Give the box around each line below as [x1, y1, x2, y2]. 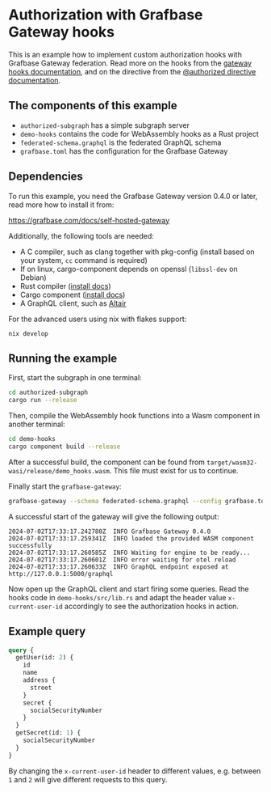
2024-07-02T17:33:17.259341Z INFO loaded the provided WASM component [8, 534, 254, 543]
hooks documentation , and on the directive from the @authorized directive [8, 66, 256, 76]
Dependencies [8, 170, 83, 184]
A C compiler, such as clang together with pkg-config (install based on [19, 247, 256, 256]
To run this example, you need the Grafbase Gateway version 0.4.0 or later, [8, 191, 258, 201]
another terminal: [8, 419, 66, 430]
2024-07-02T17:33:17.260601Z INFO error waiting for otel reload [8, 556, 236, 564]
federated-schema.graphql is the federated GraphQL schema [19, 138, 222, 147]
